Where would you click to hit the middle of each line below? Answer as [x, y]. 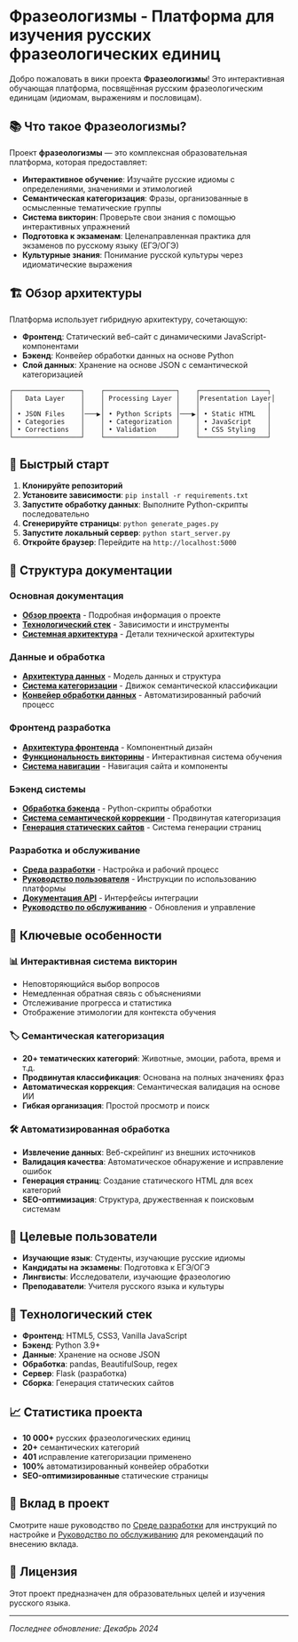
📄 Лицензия [43, 1572]
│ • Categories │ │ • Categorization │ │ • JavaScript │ [141, 421]
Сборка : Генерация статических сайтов [98, 1383]
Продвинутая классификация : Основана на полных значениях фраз [153, 1077]
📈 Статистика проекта [76, 1412]
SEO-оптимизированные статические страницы [115, 1475]
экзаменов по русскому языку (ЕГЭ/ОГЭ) [100, 245]
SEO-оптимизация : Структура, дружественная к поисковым [138, 1199]
